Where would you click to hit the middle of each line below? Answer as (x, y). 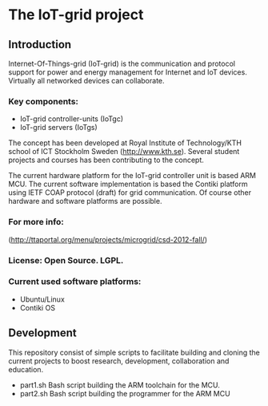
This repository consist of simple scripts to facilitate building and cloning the (134, 352)
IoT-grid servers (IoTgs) (58, 128)
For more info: (36, 222)
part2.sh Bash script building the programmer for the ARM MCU (125, 393)
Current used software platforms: (75, 282)
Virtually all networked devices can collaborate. (87, 81)
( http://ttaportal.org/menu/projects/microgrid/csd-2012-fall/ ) (108, 239)
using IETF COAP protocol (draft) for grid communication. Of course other (130, 193)
